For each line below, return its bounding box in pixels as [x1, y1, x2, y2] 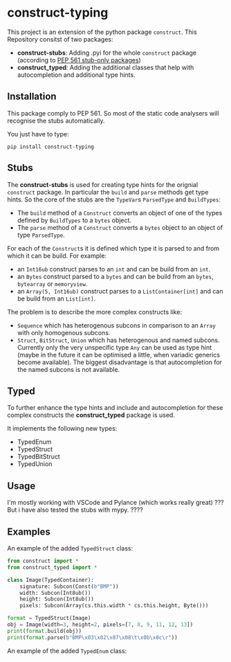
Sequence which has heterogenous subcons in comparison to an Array [17, 321, 216, 330]
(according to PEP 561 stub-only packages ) [17, 55, 142, 64]
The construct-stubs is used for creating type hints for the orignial [7, 180, 198, 188]
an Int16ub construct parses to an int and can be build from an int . [17, 265, 211, 273]
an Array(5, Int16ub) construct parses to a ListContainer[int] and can [17, 287, 223, 295]
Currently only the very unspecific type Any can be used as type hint [17, 343, 212, 351]
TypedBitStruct [17, 452, 60, 461]
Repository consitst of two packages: [7, 35, 113, 43]
